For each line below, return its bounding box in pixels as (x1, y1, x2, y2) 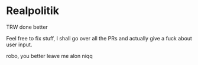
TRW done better (6, 23, 48, 30)
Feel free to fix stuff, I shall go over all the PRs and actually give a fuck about (6, 35, 192, 42)
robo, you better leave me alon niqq (6, 52, 93, 59)
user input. (6, 41, 33, 48)
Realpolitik (6, 4, 59, 18)
